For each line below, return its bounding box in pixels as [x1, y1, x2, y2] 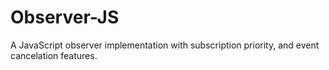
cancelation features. [10, 49, 98, 61]
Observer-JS [10, 6, 120, 29]
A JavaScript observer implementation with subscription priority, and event [10, 39, 320, 51]
